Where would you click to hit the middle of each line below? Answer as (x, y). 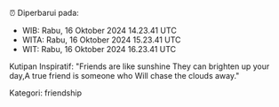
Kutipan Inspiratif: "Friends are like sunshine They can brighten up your (139, 66)
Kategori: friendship (46, 93)
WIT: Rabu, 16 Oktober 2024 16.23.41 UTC (99, 49)
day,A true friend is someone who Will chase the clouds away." (124, 76)
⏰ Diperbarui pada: (44, 13)
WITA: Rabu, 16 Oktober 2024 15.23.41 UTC (101, 40)
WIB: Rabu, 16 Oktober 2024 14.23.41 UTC (100, 31)
